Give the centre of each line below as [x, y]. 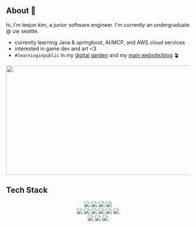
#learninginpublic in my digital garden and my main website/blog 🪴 [97, 55]
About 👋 [21, 11]
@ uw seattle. [22, 31]
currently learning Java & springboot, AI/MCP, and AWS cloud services [100, 42]
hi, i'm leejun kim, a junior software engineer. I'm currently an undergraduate [98, 25]
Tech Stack [27, 190]
